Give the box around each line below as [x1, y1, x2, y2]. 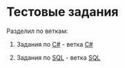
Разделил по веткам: [6, 27, 68, 35]
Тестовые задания [6, 4, 119, 20]
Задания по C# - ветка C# [16, 40, 94, 48]
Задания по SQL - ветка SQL [16, 53, 101, 62]
